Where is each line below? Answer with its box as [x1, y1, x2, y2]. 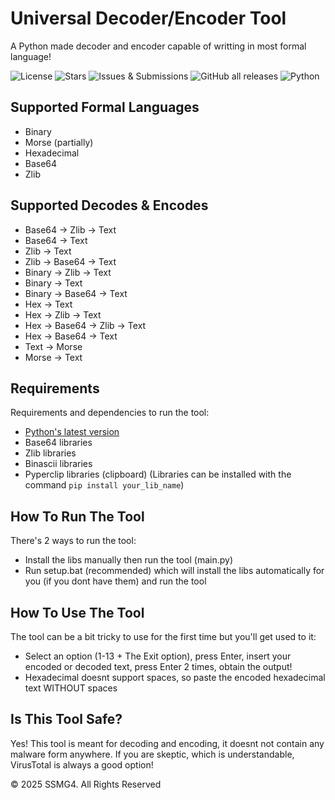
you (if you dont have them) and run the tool [24, 575, 207, 587]
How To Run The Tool [10, 508, 145, 525]
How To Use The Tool [10, 604, 145, 621]
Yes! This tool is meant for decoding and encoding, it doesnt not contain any [10, 737, 325, 749]
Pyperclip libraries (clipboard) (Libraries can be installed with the [24, 468, 292, 481]
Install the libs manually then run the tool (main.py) [24, 554, 233, 566]
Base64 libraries [24, 437, 93, 449]
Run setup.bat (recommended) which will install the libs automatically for [24, 565, 325, 577]
